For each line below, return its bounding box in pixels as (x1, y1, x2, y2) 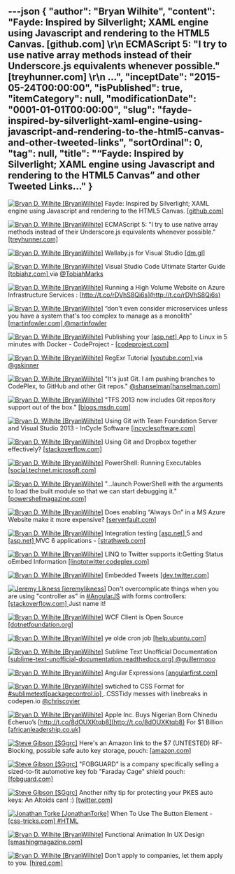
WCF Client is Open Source (104, 612, 184, 621)
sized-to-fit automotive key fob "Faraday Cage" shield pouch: (8, 767, 186, 775)
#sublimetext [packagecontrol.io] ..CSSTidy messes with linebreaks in (8, 689, 208, 698)
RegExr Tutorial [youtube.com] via (104, 353, 204, 362)
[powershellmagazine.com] (8, 494, 87, 502)
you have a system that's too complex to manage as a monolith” (8, 311, 192, 320)
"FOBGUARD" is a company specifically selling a (78, 759, 219, 768)
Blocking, (8, 746, 35, 754)
